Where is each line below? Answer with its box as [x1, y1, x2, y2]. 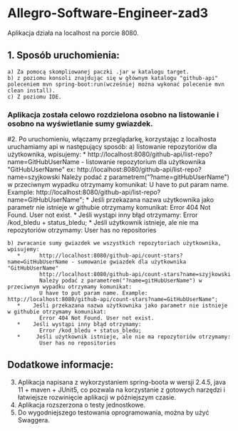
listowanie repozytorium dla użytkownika [86, 158, 206, 166]
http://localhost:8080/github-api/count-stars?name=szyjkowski [38, 271, 232, 278]
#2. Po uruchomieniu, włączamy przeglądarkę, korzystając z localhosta [7, 135, 217, 143]
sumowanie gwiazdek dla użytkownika [77, 258, 187, 265]
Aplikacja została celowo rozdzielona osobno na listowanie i [7, 109, 219, 119]
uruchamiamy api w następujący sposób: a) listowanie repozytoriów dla [7, 143, 217, 151]
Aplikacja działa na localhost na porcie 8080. [7, 29, 139, 37]
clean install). [7, 87, 56, 94]
